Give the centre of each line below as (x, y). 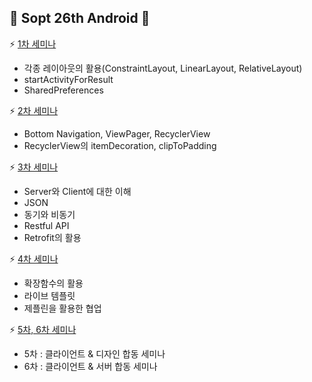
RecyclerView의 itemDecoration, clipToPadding (120, 145)
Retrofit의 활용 (52, 237)
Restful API (46, 225)
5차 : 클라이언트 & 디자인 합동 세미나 (94, 353)
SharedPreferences (63, 90)
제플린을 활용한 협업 (62, 308)
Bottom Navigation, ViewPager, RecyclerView (117, 133)
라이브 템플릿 (49, 295)
